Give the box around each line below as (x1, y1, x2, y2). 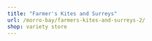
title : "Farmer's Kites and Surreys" (7, 10, 118, 17)
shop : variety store (7, 23, 68, 30)
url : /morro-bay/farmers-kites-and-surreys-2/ (7, 17, 146, 24)
